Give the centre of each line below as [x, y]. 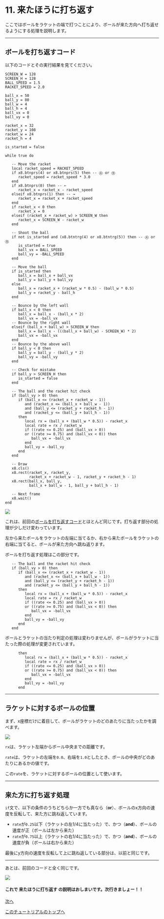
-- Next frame [26, 494]
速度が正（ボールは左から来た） [44, 830]
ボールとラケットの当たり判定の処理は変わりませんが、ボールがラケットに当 [82, 637]
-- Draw [19, 464]
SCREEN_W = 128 [20, 74]
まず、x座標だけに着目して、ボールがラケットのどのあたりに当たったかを [79, 721]
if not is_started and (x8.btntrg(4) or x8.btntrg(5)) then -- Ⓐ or [83, 237]
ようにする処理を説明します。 [39, 30]
